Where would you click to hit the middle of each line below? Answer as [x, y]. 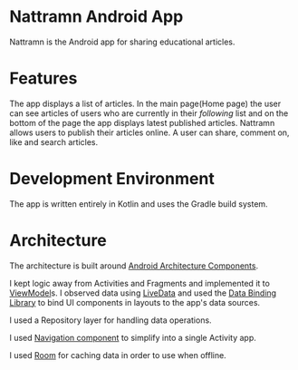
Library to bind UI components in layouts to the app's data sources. [135, 302]
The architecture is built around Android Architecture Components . [134, 266]
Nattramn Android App [96, 17]
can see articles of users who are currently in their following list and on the [149, 113]
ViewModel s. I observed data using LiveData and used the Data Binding [143, 293]
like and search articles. [53, 141]
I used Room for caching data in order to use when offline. [118, 355]
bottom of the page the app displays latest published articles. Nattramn [142, 122]
